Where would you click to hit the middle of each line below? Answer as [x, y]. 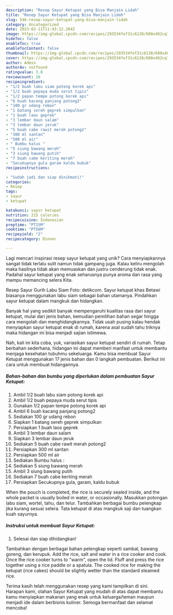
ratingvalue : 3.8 [24, 73]
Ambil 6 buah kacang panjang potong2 [54, 411]
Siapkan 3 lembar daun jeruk [44, 438]
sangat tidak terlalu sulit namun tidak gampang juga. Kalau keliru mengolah [85, 263]
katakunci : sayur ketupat [33, 210]
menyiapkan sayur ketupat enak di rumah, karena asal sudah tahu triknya [83, 327]
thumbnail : [17, 53]
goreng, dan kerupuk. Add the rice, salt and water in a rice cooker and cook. [86, 554]
